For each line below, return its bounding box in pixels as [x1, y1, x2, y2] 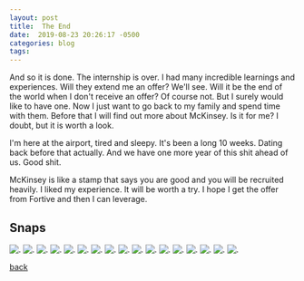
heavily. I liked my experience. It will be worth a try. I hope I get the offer [9, 184, 279, 195]
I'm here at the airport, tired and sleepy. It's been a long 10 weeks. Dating [9, 138, 283, 149]
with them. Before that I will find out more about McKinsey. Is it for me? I [9, 111, 279, 121]
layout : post [9, 13, 59, 23]
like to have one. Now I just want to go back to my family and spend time [9, 101, 281, 111]
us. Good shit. [9, 157, 62, 168]
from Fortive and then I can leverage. [9, 194, 148, 205]
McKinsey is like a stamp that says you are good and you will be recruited [9, 174, 284, 186]
